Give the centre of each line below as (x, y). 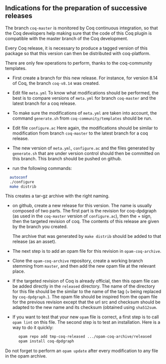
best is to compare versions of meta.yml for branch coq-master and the (84, 98)
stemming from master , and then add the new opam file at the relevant (84, 266)
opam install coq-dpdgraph (46, 341)
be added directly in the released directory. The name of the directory (83, 286)
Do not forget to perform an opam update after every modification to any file (82, 351)
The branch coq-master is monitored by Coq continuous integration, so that (82, 28)
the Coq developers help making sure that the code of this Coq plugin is (79, 33)
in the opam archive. (26, 356)
